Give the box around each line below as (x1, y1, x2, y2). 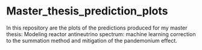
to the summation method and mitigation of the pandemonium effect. (6, 37, 178, 44)
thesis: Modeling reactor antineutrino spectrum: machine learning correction (6, 30, 196, 37)
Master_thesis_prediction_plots (6, 4, 168, 18)
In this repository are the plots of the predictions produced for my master (6, 24, 188, 31)
